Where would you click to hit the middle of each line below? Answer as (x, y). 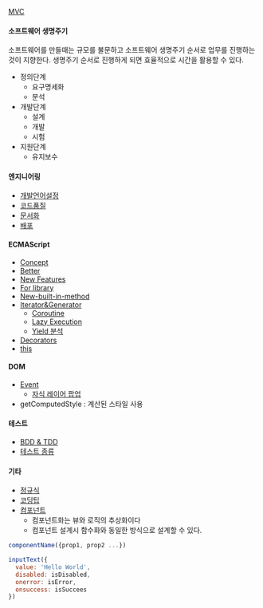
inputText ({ (28, 560)
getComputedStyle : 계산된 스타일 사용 (81, 404)
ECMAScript (29, 244)
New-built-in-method (55, 296)
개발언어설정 (39, 195)
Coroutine (48, 313)
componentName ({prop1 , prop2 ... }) (67, 546)
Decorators (38, 340)
